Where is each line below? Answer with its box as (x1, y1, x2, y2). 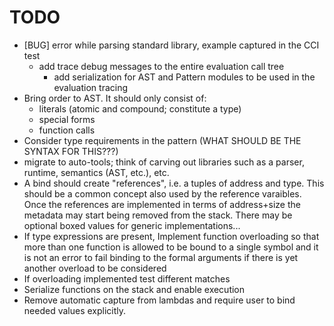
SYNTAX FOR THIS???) (23, 145, 119, 157)
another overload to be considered (23, 262, 167, 274)
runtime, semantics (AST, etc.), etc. (23, 166, 170, 178)
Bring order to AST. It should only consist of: (23, 92, 207, 104)
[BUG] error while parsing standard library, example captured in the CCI (23, 39, 320, 51)
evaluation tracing (53, 81, 129, 93)
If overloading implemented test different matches (23, 272, 231, 285)
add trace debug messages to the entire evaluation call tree (38, 60, 285, 72)
